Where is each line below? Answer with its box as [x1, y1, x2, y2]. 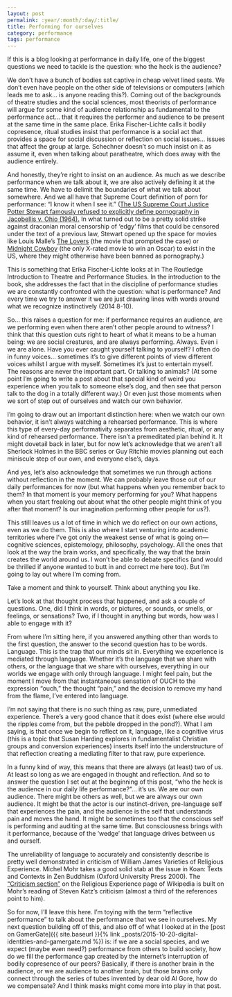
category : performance [7, 29, 73, 37]
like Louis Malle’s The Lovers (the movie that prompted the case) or [7, 237, 199, 245]
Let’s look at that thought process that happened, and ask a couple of [7, 597, 206, 605]
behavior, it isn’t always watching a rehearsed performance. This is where [7, 418, 218, 426]
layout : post [7, 10, 45, 17]
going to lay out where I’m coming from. [7, 570, 121, 579]
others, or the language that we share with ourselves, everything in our [7, 662, 210, 670]
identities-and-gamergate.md [7, 937, 91, 946]
